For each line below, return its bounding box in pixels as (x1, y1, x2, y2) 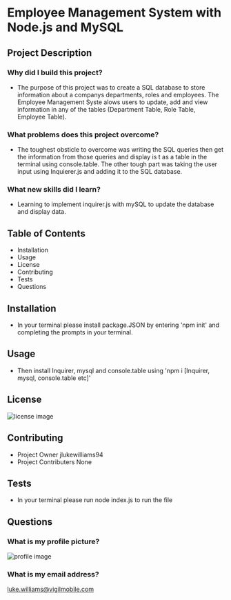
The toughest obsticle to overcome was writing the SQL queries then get (17, 146, 224, 154)
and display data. (17, 208, 67, 216)
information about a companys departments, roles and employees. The (17, 90, 219, 99)
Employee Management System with (7, 5, 222, 21)
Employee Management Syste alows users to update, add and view (17, 98, 208, 106)
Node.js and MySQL (7, 19, 124, 35)
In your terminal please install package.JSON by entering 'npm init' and (17, 321, 219, 329)
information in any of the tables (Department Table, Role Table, (17, 105, 196, 113)
